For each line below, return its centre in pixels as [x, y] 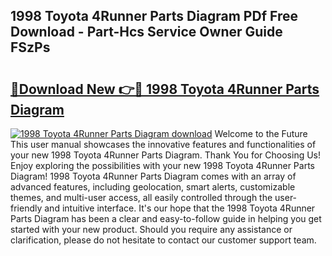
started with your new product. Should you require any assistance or [151, 229]
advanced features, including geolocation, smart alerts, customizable [153, 187]
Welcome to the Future [261, 133]
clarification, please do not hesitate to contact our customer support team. [163, 240]
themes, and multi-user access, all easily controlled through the [141, 197]
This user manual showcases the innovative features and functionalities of [163, 144]
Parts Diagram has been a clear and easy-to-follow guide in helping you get [166, 218]
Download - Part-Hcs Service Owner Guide [146, 32]
